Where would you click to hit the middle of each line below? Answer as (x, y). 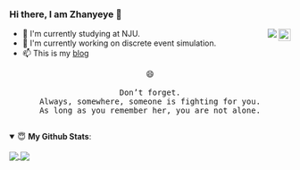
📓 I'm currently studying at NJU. (81, 34)
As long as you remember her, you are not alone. (150, 110)
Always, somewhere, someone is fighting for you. (150, 102)
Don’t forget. (150, 93)
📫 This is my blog (55, 54)
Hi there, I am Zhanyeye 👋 (66, 14)
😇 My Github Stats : (54, 137)
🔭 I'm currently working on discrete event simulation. (119, 43)
